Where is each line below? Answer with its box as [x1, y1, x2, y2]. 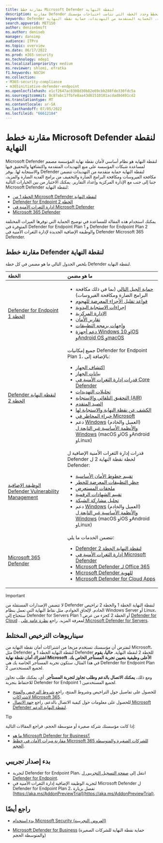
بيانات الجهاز [75, 370, 101, 377]
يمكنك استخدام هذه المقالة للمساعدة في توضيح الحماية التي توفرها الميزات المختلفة [5, 218, 156, 224]
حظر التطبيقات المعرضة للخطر [75, 479, 139, 485]
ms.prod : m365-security [5, 52, 54, 57]
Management [8, 494, 38, 500]
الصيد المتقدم [75, 400, 104, 407]
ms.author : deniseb [5, 30, 45, 34]
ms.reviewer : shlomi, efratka [5, 66, 67, 71]
